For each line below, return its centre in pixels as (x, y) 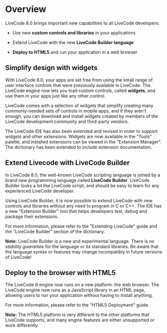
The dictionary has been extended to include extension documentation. (79, 147)
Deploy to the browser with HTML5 (60, 273)
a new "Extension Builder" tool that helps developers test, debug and (76, 211)
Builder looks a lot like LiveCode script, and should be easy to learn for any (82, 185)
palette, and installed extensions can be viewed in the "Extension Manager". (83, 141)
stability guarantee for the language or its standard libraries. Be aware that (82, 246)
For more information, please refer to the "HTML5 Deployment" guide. (77, 305)
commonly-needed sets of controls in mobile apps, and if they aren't (76, 110)
